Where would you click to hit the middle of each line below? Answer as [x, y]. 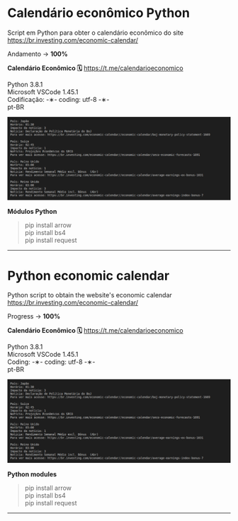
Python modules [32, 474]
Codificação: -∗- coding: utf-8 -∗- [58, 99]
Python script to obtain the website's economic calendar [90, 295]
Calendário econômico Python [98, 13]
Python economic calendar [89, 276]
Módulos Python [32, 212]
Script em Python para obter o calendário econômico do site [96, 33]
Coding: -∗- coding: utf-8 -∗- [51, 362]
